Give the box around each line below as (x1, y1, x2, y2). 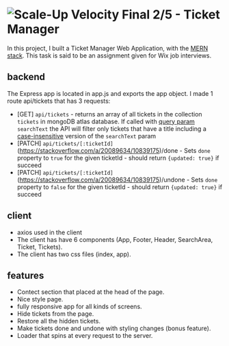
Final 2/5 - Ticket (122, 7, 221, 23)
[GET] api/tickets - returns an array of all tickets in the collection (16, 110, 203, 118)
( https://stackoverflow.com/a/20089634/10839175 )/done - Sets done (16, 146, 211, 154)
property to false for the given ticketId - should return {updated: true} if (16, 182, 223, 191)
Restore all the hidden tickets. (16, 317, 101, 325)
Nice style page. (16, 295, 64, 304)
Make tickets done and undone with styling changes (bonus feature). (16, 324, 211, 332)
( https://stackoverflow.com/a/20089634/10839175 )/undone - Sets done (16, 175, 218, 184)
